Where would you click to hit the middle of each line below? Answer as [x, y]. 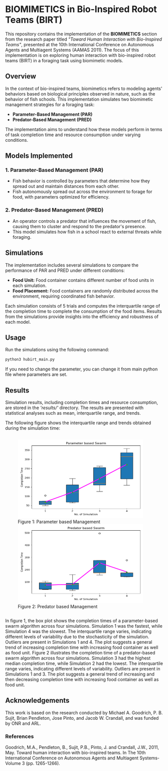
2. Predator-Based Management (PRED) [54, 210]
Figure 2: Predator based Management [58, 607]
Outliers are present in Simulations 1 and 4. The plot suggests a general [79, 642]
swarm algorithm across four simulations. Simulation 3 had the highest [78, 658]
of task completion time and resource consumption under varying [73, 135]
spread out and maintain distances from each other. [66, 186]
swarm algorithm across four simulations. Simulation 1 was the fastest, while [84, 626]
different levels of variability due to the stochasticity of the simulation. [77, 637]
